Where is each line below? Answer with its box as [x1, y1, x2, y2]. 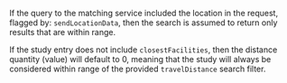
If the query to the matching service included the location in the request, [9, 8, 278, 18]
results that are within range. [9, 27, 116, 37]
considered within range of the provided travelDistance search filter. [9, 63, 266, 74]
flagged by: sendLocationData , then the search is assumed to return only [9, 17, 278, 28]
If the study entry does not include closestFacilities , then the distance [9, 44, 278, 55]
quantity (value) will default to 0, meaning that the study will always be [9, 54, 272, 64]
